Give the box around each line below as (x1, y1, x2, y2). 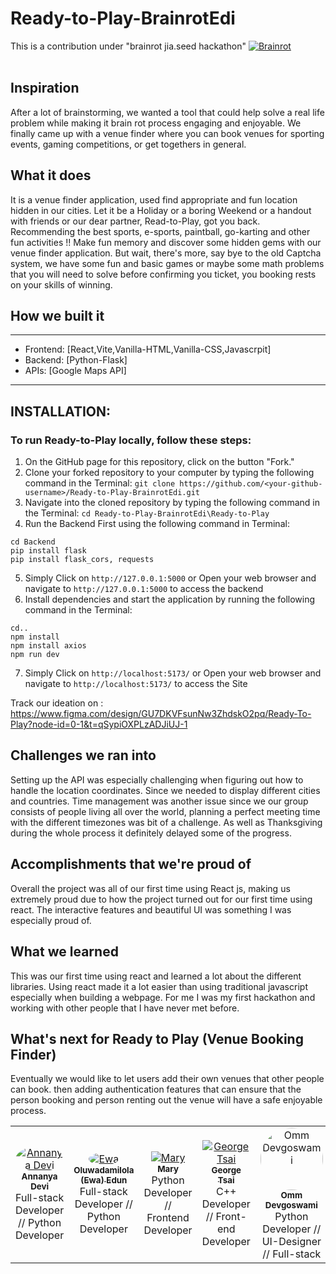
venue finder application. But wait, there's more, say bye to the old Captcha (10, 247, 322, 259)
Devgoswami (264, 1200, 318, 1211)
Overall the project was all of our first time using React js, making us (10, 882, 291, 894)
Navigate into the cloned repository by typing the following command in (24, 497, 320, 509)
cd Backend (10, 537, 56, 547)
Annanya (21, 1171, 58, 1182)
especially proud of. (10, 914, 92, 926)
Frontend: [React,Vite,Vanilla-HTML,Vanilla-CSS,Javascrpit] (24, 343, 272, 356)
